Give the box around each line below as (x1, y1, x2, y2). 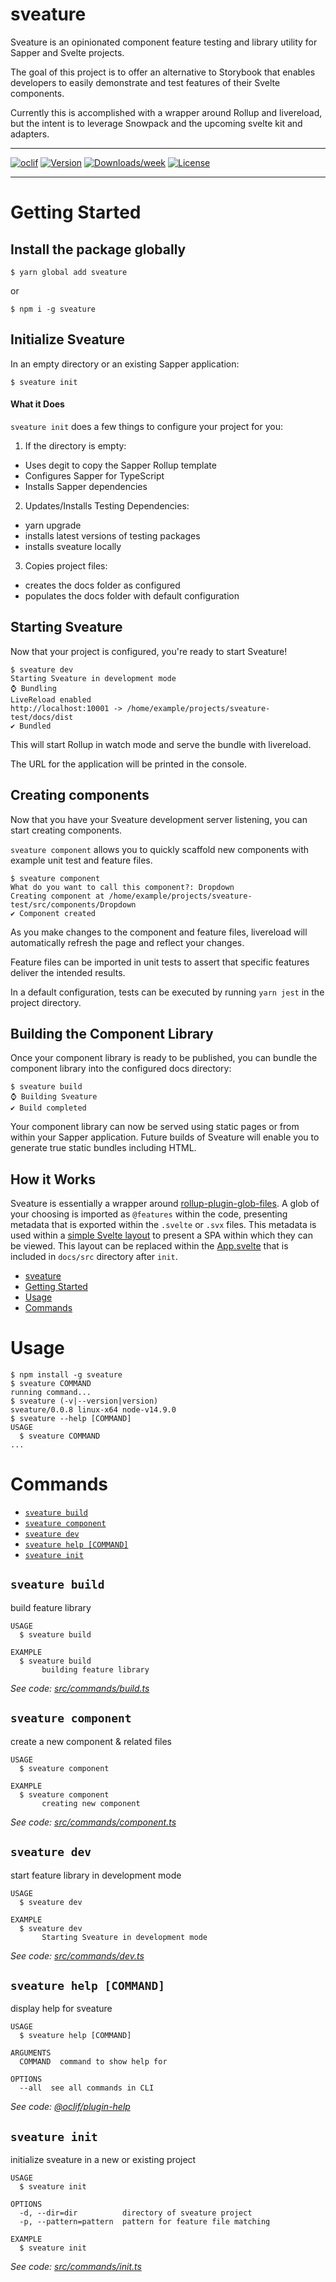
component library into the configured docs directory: (10, 1063, 232, 1075)
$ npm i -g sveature (10, 304, 97, 314)
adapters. (10, 128, 50, 140)
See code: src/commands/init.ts (10, 2261, 142, 2273)
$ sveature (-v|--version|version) (10, 1396, 159, 1407)
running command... (10, 1388, 92, 1398)
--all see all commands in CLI (19, 2083, 155, 2093)
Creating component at (10, 891, 105, 901)
